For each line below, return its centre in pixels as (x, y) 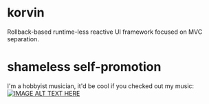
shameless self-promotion (84, 67)
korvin (26, 13)
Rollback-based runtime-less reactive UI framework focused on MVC (105, 32)
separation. (23, 39)
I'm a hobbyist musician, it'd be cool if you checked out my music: (101, 86)
